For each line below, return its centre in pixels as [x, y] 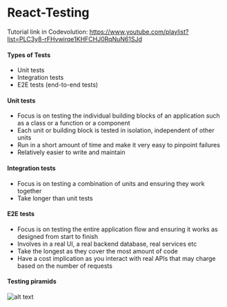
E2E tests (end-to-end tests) [58, 85]
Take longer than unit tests [55, 198]
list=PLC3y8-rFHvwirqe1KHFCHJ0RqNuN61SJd [75, 39]
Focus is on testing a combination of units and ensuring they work [111, 183]
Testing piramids [32, 282]
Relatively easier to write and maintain [71, 152]
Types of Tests [29, 55]
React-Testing [48, 13]
